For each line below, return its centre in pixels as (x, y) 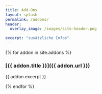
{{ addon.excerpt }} (26, 77)
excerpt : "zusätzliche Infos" (37, 38)
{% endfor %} (20, 86)
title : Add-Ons (21, 10)
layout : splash (21, 15)
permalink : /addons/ (27, 19)
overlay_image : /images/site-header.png (53, 29)
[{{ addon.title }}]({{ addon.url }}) (48, 66)
